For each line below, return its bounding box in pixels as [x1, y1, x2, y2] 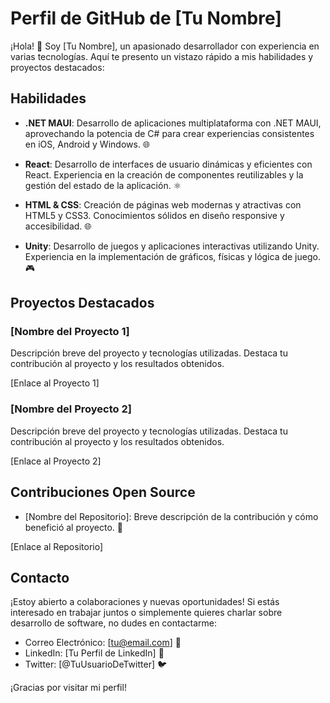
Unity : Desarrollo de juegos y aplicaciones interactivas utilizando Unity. [24, 240, 320, 252]
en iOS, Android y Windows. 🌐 [24, 138, 151, 150]
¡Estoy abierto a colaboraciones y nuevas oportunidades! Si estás [10, 596, 280, 608]
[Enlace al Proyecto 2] [10, 455, 102, 467]
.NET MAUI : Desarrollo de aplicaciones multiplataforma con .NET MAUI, [24, 117, 322, 129]
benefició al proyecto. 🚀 [24, 521, 123, 533]
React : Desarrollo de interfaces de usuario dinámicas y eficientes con [24, 158, 313, 170]
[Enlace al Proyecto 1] [10, 377, 100, 389]
